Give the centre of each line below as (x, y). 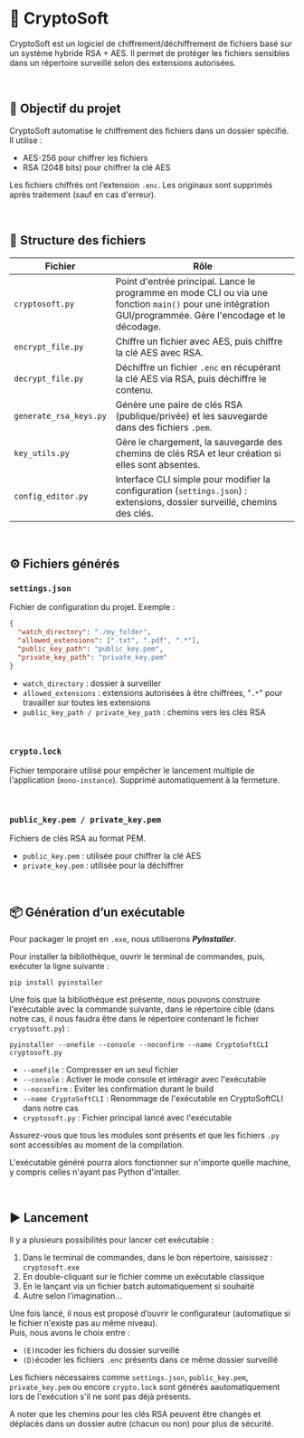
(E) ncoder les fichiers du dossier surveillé (101, 1350)
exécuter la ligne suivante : (59, 966)
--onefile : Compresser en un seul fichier (100, 1069)
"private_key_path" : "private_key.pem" (93, 657)
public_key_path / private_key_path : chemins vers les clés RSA (144, 712)
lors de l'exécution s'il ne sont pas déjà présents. (100, 1396)
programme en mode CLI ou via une (192, 292)
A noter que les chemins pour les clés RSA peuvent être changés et (135, 1414)
